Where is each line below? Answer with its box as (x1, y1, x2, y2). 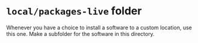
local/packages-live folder (6, 4, 142, 18)
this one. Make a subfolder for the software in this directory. (6, 30, 155, 37)
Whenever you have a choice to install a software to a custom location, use (6, 24, 193, 31)
